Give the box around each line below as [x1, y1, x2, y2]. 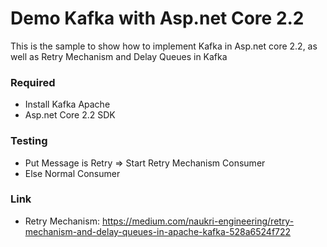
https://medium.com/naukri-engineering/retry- [101, 215, 295, 227]
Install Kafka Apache [24, 98, 111, 111]
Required [10, 75, 56, 89]
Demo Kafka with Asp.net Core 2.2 [10, 7, 305, 30]
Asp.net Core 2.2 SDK [24, 109, 116, 121]
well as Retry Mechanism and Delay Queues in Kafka [10, 50, 228, 62]
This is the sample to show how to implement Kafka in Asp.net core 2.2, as [10, 40, 318, 52]
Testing [10, 134, 48, 148]
